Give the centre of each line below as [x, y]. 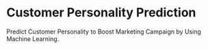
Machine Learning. [33, 38]
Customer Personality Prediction [101, 13]
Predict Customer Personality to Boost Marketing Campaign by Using [104, 32]
